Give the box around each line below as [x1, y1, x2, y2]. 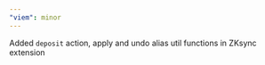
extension [9, 46, 46, 58]
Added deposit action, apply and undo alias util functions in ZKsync [9, 37, 257, 48]
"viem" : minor [9, 12, 62, 22]
